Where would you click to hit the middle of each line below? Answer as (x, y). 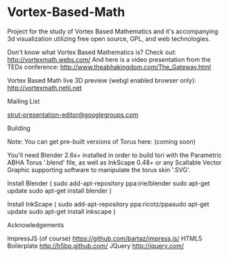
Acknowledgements (36, 225)
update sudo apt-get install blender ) (60, 190)
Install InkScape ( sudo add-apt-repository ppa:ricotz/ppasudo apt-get (108, 204)
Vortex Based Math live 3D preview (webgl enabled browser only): (102, 80)
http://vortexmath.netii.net (44, 88)
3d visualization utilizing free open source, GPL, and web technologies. (109, 38)
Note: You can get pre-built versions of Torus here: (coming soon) (102, 141)
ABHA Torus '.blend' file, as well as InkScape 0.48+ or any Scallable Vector (114, 162)
